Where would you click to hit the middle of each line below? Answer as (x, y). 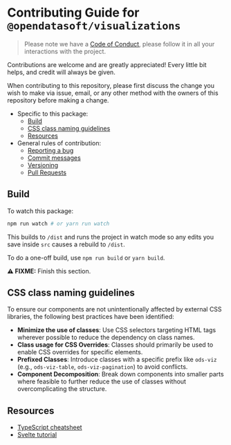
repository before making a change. (58, 100)
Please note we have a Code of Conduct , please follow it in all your (119, 44)
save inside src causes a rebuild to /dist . (66, 244)
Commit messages (54, 158)
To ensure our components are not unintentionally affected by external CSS (115, 309)
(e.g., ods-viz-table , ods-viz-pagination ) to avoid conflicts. (102, 367)
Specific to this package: (53, 113)
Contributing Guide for (73, 13)
